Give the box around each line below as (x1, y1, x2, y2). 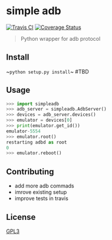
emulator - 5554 (6, 128, 41, 134)
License (6, 212, 36, 222)
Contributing (6, 167, 54, 177)
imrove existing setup (14, 189, 67, 196)
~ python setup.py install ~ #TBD (6, 68, 90, 75)
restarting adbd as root (6, 139, 67, 145)
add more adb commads (14, 182, 75, 190)
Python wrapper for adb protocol (20, 35, 101, 42)
